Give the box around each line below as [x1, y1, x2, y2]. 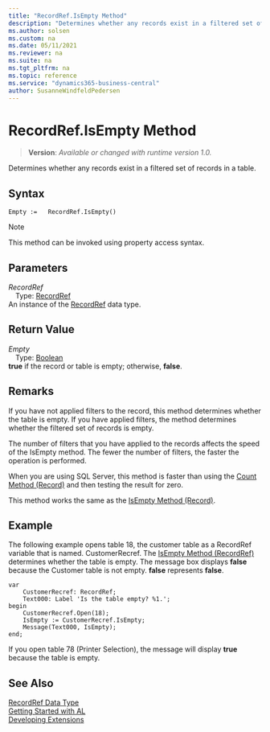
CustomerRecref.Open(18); [22, 609, 110, 618]
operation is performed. [8, 455, 87, 465]
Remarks [8, 385, 55, 398]
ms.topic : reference [8, 72, 78, 80]
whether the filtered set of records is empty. [8, 423, 154, 433]
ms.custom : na [8, 34, 56, 43]
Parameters [8, 261, 68, 274]
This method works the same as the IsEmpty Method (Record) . [8, 496, 215, 505]
